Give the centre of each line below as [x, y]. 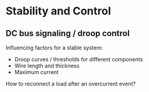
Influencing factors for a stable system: [54, 48]
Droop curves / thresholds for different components [78, 59]
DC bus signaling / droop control [68, 33]
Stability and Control [58, 11]
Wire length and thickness [47, 66]
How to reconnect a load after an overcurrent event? [71, 84]
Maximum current [36, 72]
